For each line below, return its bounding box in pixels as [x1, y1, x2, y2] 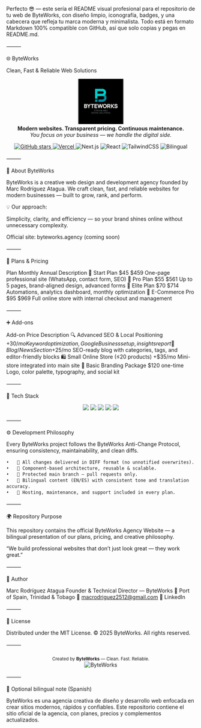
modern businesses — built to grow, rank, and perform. [6, 192, 143, 199]
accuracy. [6, 483, 31, 490]
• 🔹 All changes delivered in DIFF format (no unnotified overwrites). [6, 459, 195, 466]
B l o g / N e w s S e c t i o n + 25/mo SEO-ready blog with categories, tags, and [6, 347, 178, 354]
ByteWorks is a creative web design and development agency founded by [6, 179, 188, 186]
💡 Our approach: [6, 203, 47, 210]
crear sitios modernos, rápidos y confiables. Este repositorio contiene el [6, 703, 184, 711]
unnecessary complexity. [6, 222, 68, 229]
